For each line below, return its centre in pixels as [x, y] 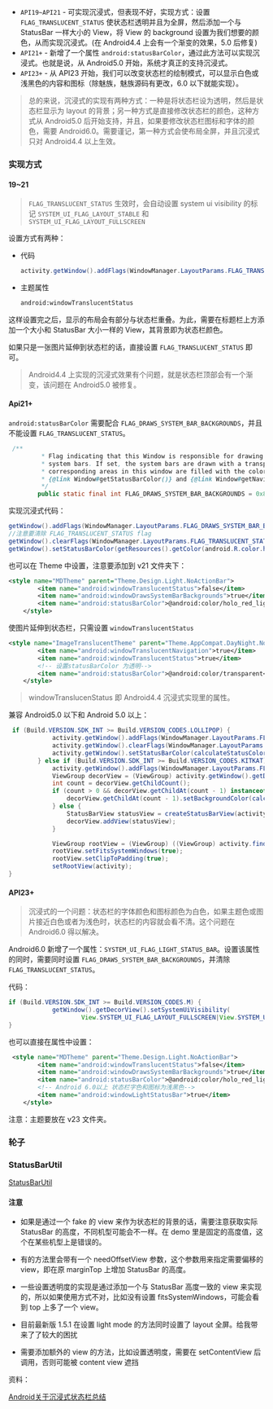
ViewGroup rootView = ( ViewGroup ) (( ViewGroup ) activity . [152, 843]
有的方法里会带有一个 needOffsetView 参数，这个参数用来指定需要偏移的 [142, 1259]
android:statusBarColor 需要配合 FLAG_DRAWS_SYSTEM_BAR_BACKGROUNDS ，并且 [135, 423]
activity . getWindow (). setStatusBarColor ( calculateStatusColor [159, 753]
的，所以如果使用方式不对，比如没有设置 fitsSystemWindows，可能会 [136, 1297]
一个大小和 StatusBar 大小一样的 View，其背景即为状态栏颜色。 [121, 329]
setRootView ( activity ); [92, 866]
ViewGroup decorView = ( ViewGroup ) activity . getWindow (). [152, 776]
